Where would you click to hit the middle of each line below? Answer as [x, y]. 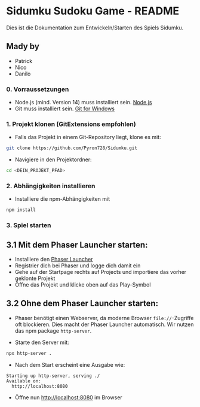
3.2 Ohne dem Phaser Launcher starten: [82, 304]
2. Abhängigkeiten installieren [51, 186]
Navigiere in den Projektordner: [53, 159]
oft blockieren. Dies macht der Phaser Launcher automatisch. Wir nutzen [104, 324]
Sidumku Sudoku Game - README [93, 11]
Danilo [23, 74]
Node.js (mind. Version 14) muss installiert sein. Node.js [83, 102]
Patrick [24, 61]
